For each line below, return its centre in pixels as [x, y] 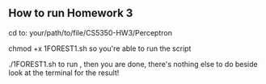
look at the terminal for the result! [64, 73]
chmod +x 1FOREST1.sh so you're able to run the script [100, 48]
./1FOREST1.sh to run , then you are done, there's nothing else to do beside [133, 64]
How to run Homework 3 [71, 13]
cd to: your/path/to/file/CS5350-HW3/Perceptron [90, 32]
